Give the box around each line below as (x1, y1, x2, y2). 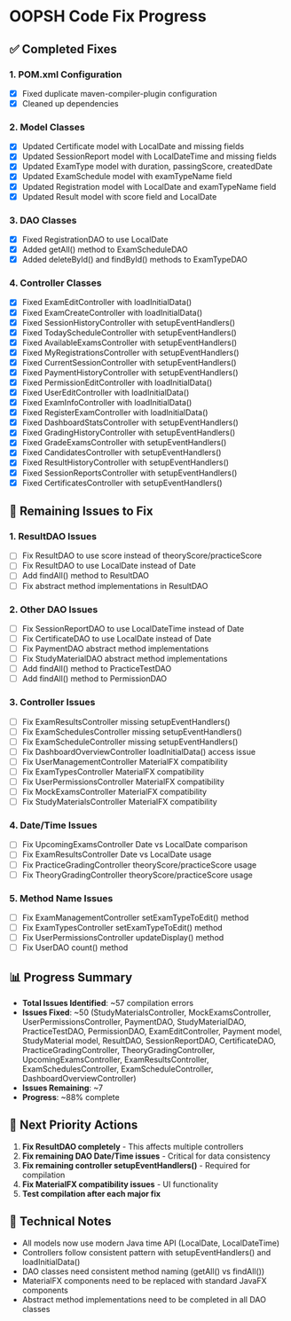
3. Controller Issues (9, 696, 96, 709)
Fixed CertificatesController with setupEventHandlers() (21, 477, 224, 488)
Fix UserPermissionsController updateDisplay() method (21, 932, 224, 943)
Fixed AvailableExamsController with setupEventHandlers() (21, 337, 238, 348)
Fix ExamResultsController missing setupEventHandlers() (21, 716, 231, 727)
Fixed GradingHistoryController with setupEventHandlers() (21, 428, 236, 438)
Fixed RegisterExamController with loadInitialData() (21, 407, 208, 418)
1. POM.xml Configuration (9, 68, 122, 81)
